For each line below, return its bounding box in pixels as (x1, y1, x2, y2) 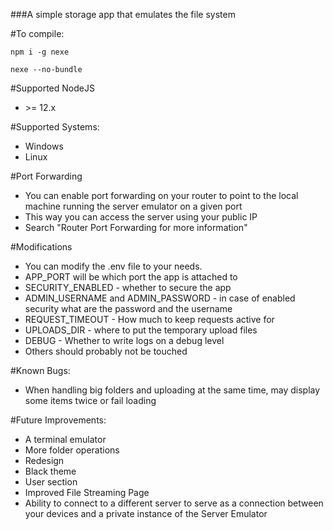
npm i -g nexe (10, 47, 70, 57)
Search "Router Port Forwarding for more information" (24, 222, 248, 233)
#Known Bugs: (10, 365, 71, 376)
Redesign (24, 455, 65, 466)
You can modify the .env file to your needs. (24, 260, 203, 272)
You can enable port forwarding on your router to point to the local (24, 190, 299, 201)
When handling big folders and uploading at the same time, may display (24, 384, 321, 396)
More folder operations (24, 444, 120, 456)
